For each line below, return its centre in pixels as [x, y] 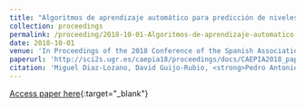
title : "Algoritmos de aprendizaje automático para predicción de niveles [154, 18]
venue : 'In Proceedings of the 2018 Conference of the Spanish [132, 51]
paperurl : [28, 59]
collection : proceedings [56, 26]
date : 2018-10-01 [42, 43]
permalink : [30, 34]
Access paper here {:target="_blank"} [79, 93]
